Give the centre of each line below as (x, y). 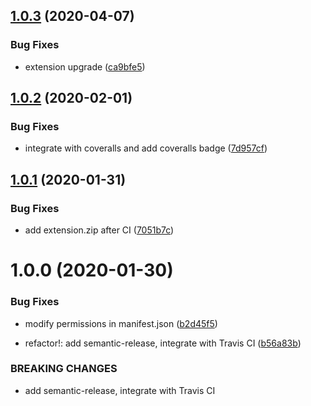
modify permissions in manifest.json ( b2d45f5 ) (121, 323)
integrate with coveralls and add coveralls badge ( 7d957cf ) (146, 148)
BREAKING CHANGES (64, 369)
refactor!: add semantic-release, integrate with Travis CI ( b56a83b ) (163, 343)
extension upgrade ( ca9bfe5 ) (85, 66)
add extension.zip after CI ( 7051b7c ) (99, 230)
